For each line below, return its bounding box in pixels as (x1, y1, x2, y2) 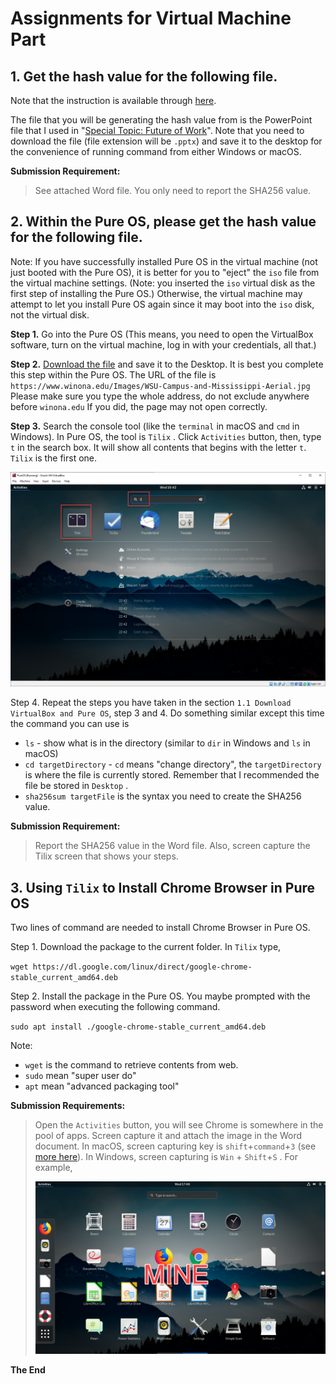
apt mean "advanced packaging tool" (24, 1080, 180, 1092)
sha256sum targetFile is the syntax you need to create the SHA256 (24, 790, 302, 802)
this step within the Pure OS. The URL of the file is (10, 368, 217, 381)
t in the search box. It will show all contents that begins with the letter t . (10, 441, 307, 453)
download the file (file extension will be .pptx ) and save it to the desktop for (10, 135, 323, 147)
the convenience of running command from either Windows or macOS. (10, 146, 302, 157)
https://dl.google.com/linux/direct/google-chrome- (32, 962, 253, 972)
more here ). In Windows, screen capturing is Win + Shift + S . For (34, 1151, 298, 1163)
